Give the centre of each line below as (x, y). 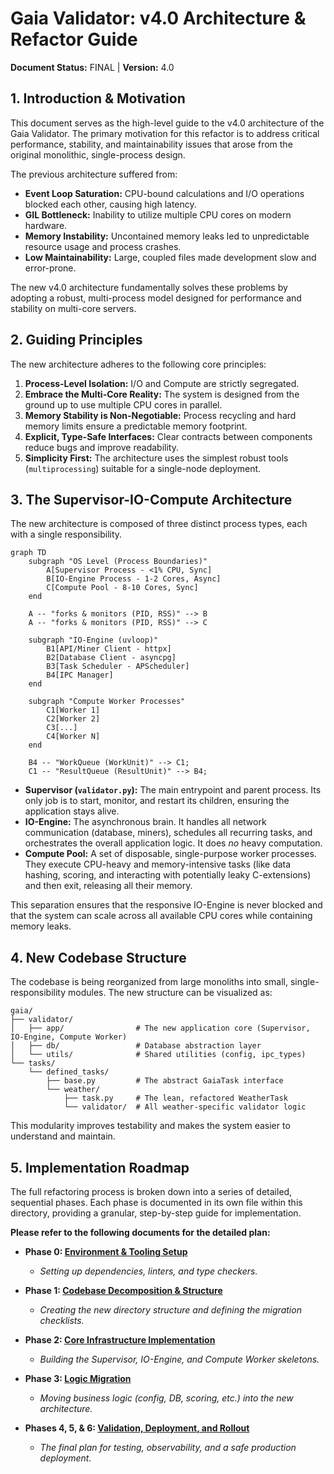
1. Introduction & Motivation (98, 98)
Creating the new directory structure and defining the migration (170, 1310)
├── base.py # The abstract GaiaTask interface (165, 1081)
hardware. (46, 225)
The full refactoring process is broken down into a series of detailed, (151, 1191)
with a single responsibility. (66, 534)
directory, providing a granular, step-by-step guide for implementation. (156, 1213)
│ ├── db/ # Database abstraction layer (136, 1046)
